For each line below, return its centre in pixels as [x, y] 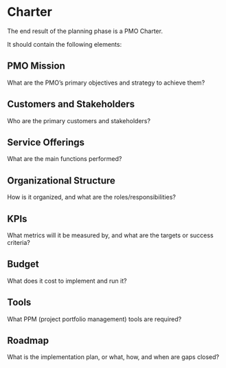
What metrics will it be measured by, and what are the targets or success [111, 235]
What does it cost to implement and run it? [67, 281]
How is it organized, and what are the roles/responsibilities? [92, 197]
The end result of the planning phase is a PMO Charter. [85, 31]
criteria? [19, 242]
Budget [23, 264]
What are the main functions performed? [65, 159]
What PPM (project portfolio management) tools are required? [94, 319]
